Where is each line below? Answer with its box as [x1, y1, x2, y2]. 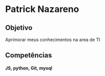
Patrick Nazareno [5, 3, 79, 15]
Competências [5, 51, 52, 59]
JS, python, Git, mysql [5, 65, 53, 71]
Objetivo [5, 23, 33, 32]
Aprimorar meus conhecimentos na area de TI [5, 36, 100, 42]
